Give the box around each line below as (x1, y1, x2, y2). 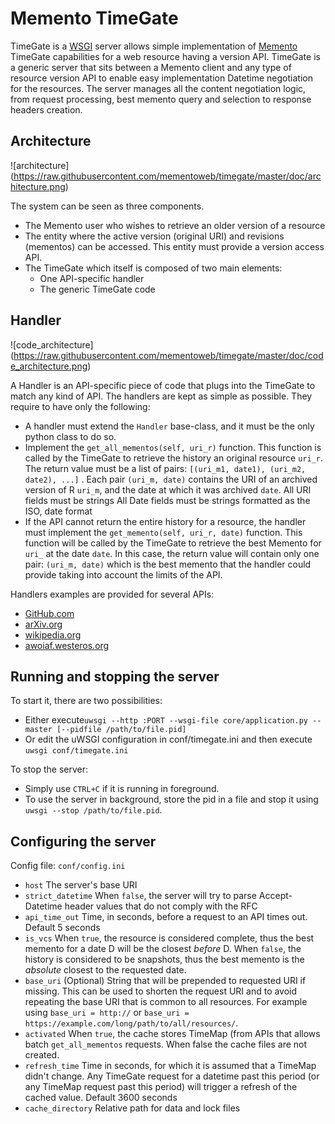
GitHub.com (24, 607, 75, 619)
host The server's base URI (24, 879, 138, 891)
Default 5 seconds (24, 922, 101, 934)
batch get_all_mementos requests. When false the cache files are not (24, 1038, 308, 1051)
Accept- (258, 890, 293, 902)
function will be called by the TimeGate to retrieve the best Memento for (24, 537, 322, 549)
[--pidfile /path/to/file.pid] (56, 725, 187, 735)
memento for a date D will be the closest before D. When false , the (24, 943, 302, 955)
